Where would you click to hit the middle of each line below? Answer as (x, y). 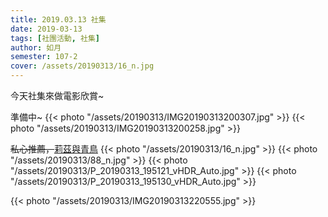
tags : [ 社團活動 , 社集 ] (55, 38)
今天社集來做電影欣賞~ (57, 95)
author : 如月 (36, 47)
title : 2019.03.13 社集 (58, 19)
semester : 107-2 (44, 57)
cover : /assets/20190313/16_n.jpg (82, 66)
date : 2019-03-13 (46, 29)
